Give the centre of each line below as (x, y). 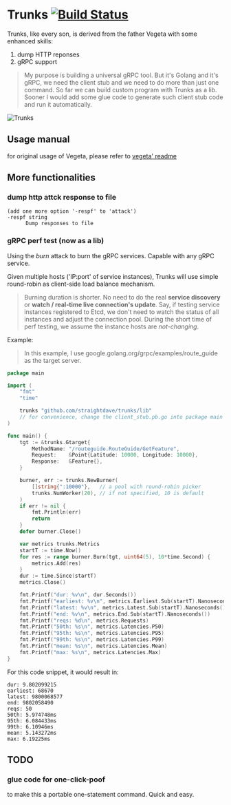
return (41, 519)
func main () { (27, 436)
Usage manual (38, 139)
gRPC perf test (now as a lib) (56, 241)
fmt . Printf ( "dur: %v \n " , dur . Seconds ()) (78, 595)
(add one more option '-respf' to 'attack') (72, 211)
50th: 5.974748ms (32, 715)
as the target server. (52, 360)
